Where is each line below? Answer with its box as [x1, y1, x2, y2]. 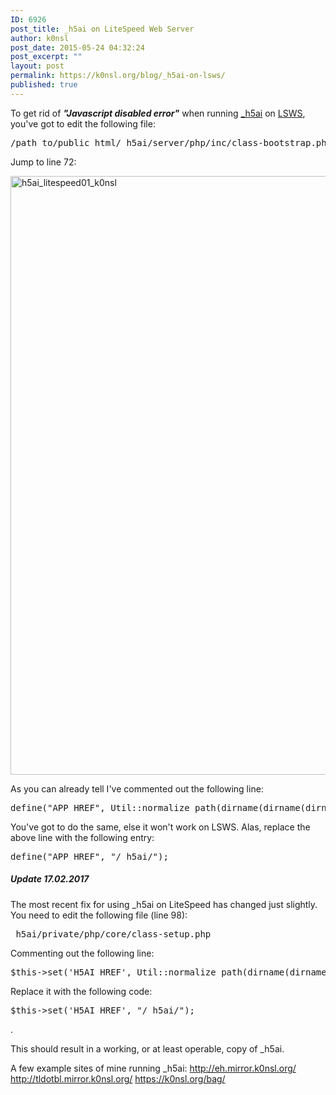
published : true [10, 80, 78, 90]
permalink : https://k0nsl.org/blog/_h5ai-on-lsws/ [10, 71, 226, 81]
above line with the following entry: [10, 831, 155, 843]
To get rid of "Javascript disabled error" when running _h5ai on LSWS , [10, 107, 306, 119]
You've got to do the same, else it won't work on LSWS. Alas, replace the [10, 821, 311, 833]
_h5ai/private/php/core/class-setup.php [10, 928, 212, 940]
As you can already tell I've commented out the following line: [10, 782, 264, 795]
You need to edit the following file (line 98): [10, 909, 188, 921]
